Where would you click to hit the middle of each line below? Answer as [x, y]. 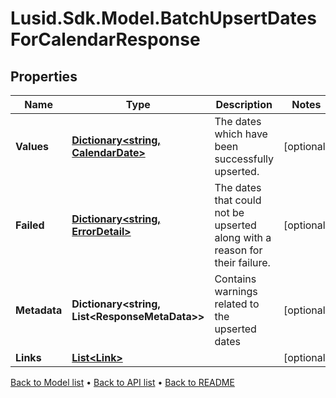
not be [229, 212]
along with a [243, 237]
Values [32, 146]
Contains [235, 279]
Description [244, 104]
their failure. [242, 262]
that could [238, 200]
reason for [238, 250]
